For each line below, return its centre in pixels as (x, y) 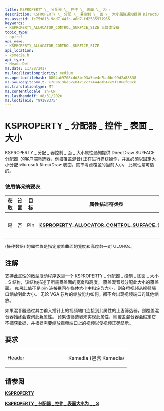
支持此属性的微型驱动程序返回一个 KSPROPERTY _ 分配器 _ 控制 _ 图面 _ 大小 (82, 276)
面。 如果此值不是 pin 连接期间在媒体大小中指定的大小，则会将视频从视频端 (81, 288)
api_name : (15, 41)
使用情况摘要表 (23, 187)
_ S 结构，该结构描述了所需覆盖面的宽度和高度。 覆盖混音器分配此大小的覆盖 (82, 282)
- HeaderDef (17, 64)
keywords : (15, 23)
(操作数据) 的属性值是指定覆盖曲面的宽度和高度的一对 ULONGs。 (70, 246)
